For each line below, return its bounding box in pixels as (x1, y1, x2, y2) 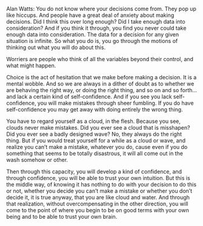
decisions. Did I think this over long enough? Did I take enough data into (6, 18, 186, 25)
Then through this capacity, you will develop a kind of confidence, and (6, 168, 182, 175)
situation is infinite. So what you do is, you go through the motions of (6, 38, 178, 44)
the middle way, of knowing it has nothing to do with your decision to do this (6, 181, 197, 188)
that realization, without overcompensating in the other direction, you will (6, 200, 188, 207)
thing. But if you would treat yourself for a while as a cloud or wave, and (6, 137, 186, 144)
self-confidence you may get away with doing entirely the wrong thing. (6, 106, 183, 113)
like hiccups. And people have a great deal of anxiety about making (6, 12, 175, 19)
